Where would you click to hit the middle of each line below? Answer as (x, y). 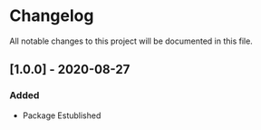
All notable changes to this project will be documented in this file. (131, 41)
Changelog (52, 16)
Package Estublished (62, 115)
